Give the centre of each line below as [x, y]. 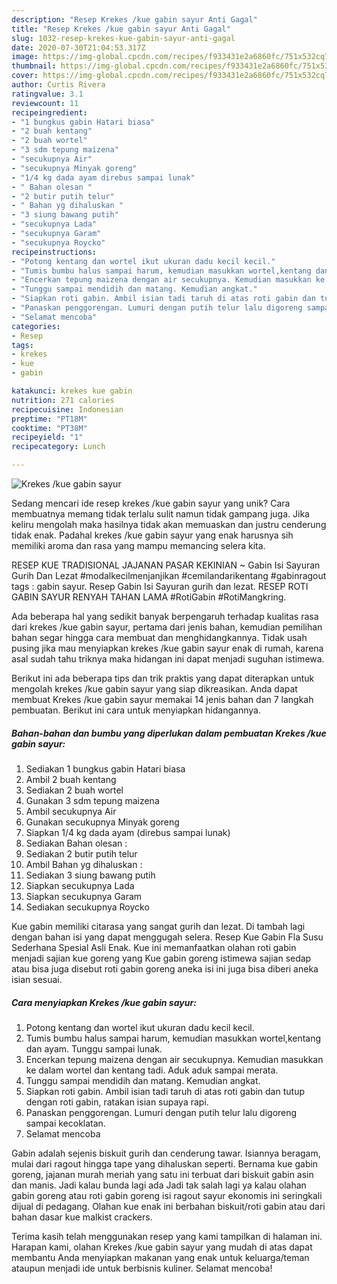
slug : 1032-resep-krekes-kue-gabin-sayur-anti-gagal [123, 38]
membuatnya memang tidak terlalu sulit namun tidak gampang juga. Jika [160, 514]
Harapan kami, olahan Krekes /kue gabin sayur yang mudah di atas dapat [162, 1247]
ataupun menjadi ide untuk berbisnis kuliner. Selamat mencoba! [142, 1268]
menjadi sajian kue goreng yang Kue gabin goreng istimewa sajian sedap [161, 958]
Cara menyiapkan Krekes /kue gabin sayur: [104, 1002]
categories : [36, 326]
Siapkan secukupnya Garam [84, 896]
